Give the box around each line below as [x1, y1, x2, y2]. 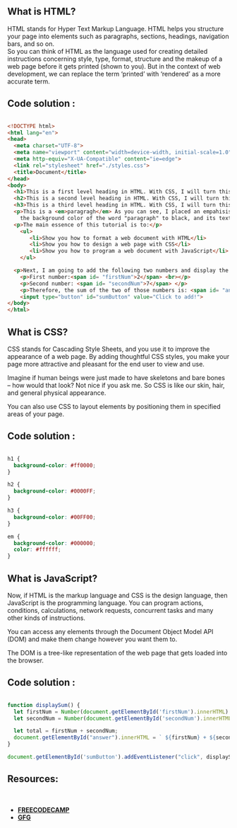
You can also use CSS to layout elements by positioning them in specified [7, 402, 221, 410]
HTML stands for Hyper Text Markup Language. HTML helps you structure [7, 24, 224, 33]
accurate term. [7, 77, 51, 86]
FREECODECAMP [17, 805, 70, 814]
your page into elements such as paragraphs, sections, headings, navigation [7, 32, 229, 40]
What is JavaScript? [7, 573, 97, 585]
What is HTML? [7, 6, 76, 18]
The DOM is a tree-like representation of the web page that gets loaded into [7, 648, 228, 657]
